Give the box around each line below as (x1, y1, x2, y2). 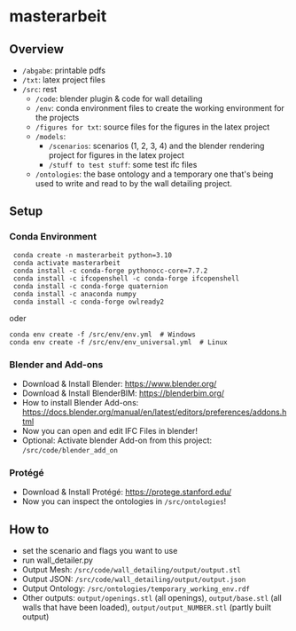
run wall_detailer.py (21, 555, 93, 565)
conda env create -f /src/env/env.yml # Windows (9, 330, 197, 339)
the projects (35, 113, 80, 122)
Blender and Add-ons (9, 358, 104, 370)
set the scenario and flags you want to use (21, 546, 178, 556)
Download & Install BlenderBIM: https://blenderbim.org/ (21, 388, 224, 398)
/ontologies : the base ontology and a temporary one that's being (35, 169, 274, 179)
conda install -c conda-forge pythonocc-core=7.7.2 (12, 266, 208, 275)
